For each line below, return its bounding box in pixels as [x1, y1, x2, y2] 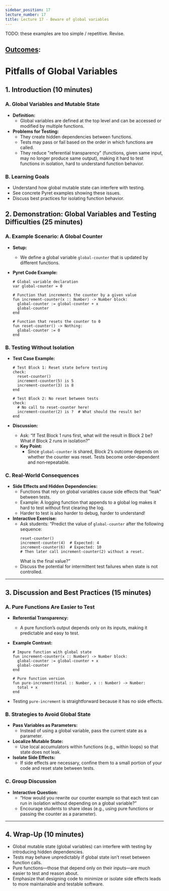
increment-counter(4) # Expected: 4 [20, 540, 100, 546]
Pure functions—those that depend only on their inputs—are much [12, 865, 150, 871]
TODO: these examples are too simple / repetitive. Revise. [5, 31, 125, 37]
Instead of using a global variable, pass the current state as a [20, 728, 147, 734]
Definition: [12, 112, 36, 118]
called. [20, 144, 34, 151]
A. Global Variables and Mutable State [5, 101, 100, 108]
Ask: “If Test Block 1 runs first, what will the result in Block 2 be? [20, 432, 153, 438]
